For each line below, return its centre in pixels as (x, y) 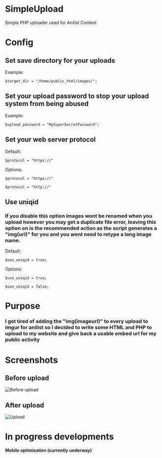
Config (19, 42)
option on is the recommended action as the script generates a (81, 228)
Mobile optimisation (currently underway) (48, 450)
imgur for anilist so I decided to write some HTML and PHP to (79, 328)
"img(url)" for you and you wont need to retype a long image (78, 234)
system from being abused (47, 104)
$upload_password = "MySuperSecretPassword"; (52, 124)
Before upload (27, 378)
